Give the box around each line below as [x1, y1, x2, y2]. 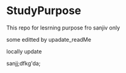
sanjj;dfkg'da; [6, 60, 41, 67]
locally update [6, 47, 42, 55]
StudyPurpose [6, 4, 81, 18]
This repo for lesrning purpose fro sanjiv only [6, 24, 120, 31]
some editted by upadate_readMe [6, 36, 92, 43]
